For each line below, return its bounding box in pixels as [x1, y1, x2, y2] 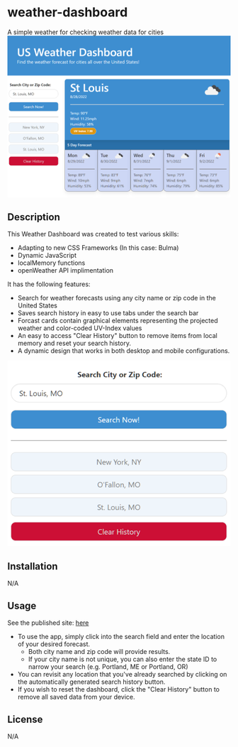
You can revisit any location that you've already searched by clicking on [17, 670, 227, 679]
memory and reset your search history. [17, 339, 132, 348]
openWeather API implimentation [17, 266, 114, 275]
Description [7, 211, 60, 223]
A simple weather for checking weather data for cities [7, 28, 164, 36]
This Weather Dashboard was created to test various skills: [7, 230, 179, 239]
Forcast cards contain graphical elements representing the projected [17, 317, 218, 325]
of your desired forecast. [17, 640, 91, 648]
